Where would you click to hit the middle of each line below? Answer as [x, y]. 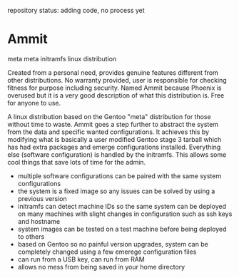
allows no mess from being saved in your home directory [101, 267]
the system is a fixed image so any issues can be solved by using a [116, 191]
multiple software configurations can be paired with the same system [119, 176]
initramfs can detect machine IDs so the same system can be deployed [122, 206]
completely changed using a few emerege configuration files [107, 252]
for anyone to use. [34, 103]
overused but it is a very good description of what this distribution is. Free [116, 95]
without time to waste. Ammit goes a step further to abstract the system [113, 124]
